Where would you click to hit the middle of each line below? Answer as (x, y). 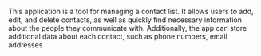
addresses (26, 45)
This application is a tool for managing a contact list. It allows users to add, (131, 11)
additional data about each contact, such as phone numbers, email (118, 36)
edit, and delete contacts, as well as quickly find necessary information (125, 20)
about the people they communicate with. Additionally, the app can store (128, 28)
